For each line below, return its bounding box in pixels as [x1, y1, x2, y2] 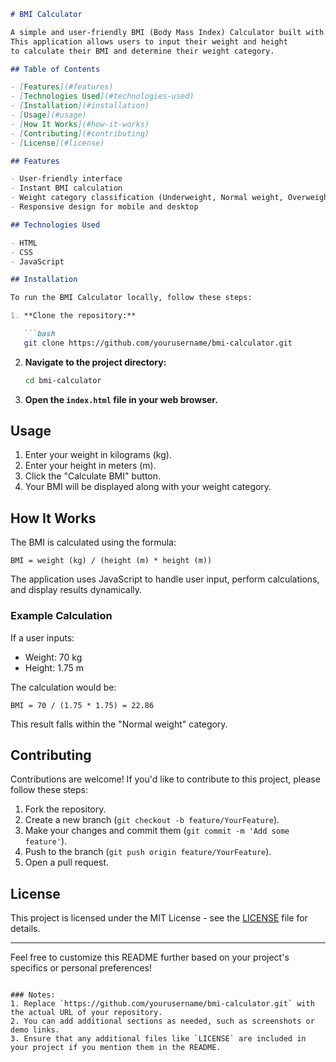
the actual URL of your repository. [10, 1008, 163, 1018]
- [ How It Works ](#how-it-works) [10, 119, 150, 129]
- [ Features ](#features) [10, 82, 114, 92]
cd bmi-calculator [24, 375, 102, 385]
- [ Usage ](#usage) [10, 110, 87, 120]
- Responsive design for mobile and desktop [10, 202, 199, 212]
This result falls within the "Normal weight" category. [10, 718, 228, 730]
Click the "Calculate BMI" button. [24, 470, 162, 482]
